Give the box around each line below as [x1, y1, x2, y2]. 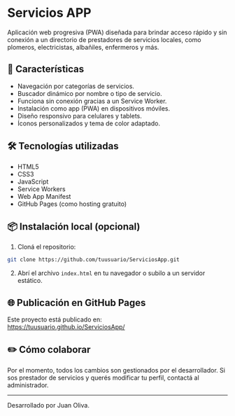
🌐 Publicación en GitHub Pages [7, 296, 146, 309]
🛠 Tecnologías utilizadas [7, 140, 119, 152]
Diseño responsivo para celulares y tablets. [17, 111, 142, 120]
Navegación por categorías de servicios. [17, 82, 135, 90]
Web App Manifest [17, 192, 71, 200]
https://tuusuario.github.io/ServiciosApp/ [7, 323, 125, 331]
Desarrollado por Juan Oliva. [7, 401, 90, 409]
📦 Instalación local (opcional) [7, 221, 141, 233]
